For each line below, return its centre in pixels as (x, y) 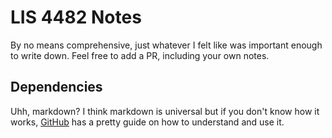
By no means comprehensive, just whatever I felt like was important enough (166, 45)
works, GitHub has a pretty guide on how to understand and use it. (147, 122)
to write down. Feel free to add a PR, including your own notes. (140, 55)
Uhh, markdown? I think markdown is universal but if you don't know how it (165, 111)
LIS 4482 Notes (76, 17)
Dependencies (56, 87)
